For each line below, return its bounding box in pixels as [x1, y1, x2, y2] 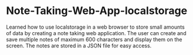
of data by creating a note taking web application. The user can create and [6, 29, 187, 36]
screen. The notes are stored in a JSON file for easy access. [6, 42, 152, 49]
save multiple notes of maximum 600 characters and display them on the [6, 36, 182, 43]
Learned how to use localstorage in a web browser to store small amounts [6, 23, 185, 30]
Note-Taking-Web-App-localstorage [6, 4, 188, 18]
